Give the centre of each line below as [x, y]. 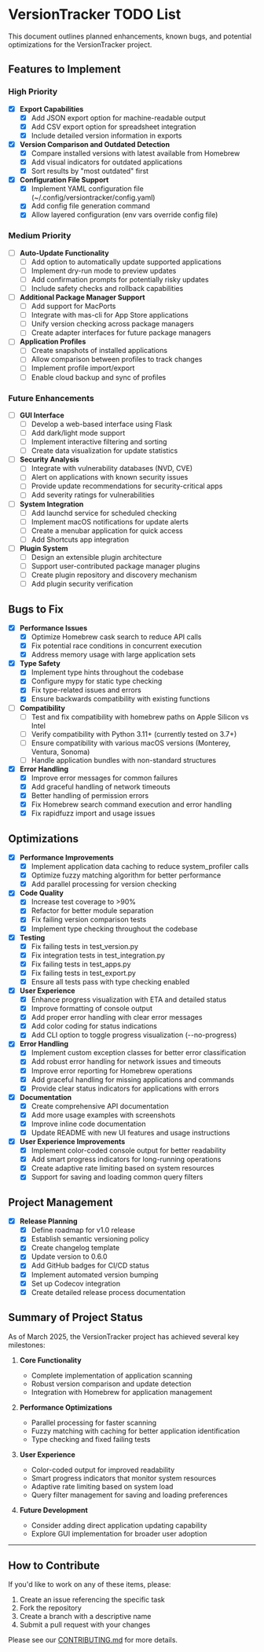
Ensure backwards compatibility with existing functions [121, 699]
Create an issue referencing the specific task [92, 1600]
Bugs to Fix [36, 609]
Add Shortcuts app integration [80, 539]
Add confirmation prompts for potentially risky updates [120, 279]
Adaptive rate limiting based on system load [102, 1486]
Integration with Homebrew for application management [122, 1392]
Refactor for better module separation [92, 911]
